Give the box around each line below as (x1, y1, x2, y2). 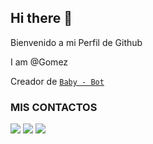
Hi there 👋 (10, 10, 73, 27)
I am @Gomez (10, 56, 69, 68)
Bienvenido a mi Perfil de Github (10, 36, 143, 48)
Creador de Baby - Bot (10, 75, 105, 87)
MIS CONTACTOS (10, 100, 98, 114)
